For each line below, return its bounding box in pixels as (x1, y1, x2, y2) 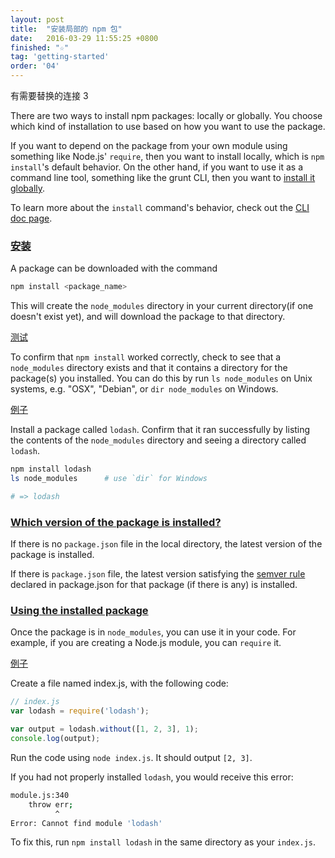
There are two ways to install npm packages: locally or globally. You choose (10, 110, 323, 121)
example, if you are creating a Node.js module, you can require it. (10, 637, 282, 649)
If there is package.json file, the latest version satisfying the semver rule (10, 568, 306, 580)
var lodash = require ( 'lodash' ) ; (10, 706, 150, 716)
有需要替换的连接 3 (10, 90, 89, 101)
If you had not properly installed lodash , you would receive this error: (10, 771, 294, 783)
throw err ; (28, 799, 74, 810)
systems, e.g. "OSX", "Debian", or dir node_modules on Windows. (10, 383, 279, 395)
